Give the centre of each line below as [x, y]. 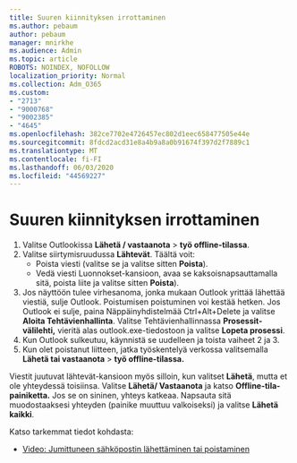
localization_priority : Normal [68, 76]
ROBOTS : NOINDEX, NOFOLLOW [59, 68]
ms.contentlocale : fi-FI [55, 159]
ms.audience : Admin [46, 51]
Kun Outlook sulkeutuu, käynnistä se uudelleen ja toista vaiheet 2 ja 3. [151, 340]
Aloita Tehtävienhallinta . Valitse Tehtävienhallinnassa [122, 321]
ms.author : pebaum [43, 26]
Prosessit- [243, 321]
